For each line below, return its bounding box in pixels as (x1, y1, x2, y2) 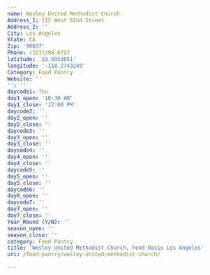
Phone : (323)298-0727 (7, 50, 70, 57)
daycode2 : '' (7, 108, 45, 115)
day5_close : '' (7, 179, 52, 186)
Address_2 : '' (7, 23, 49, 30)
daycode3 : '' (7, 127, 45, 134)
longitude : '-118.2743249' (7, 62, 86, 69)
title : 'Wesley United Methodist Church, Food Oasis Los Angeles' (7, 244, 204, 252)
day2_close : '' (7, 120, 52, 128)
